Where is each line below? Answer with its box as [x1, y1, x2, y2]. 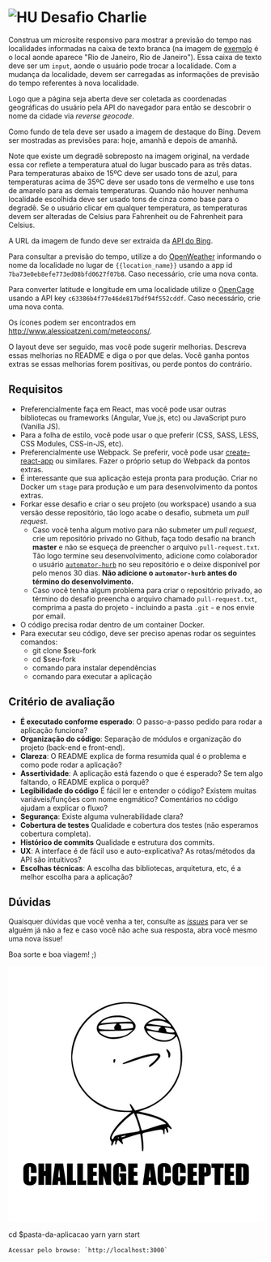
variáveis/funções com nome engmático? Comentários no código [19, 794, 239, 803]
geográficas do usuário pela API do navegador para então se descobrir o [8, 102, 252, 112]
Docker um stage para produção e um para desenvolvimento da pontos [19, 481, 258, 491]
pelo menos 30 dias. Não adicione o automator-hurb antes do [32, 568, 237, 578]
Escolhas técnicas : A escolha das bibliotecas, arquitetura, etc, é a [19, 863, 241, 872]
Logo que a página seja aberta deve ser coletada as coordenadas [8, 93, 227, 103]
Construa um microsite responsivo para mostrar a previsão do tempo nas [8, 35, 252, 45]
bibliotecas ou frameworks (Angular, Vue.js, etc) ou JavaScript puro [19, 412, 247, 422]
